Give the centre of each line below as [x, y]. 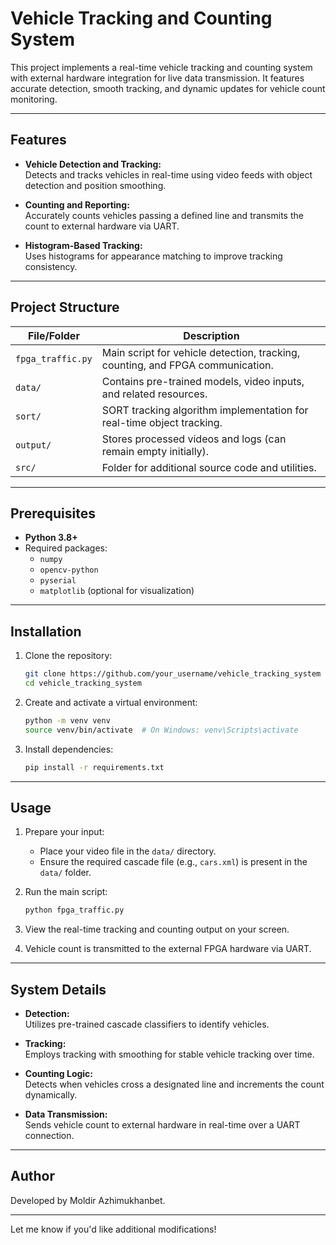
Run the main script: [66, 892]
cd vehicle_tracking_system [83, 683]
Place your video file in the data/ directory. [128, 851]
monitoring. [34, 99]
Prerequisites [53, 513]
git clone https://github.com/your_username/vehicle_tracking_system [173, 674]
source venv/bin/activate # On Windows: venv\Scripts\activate [161, 730]
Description [211, 335]
